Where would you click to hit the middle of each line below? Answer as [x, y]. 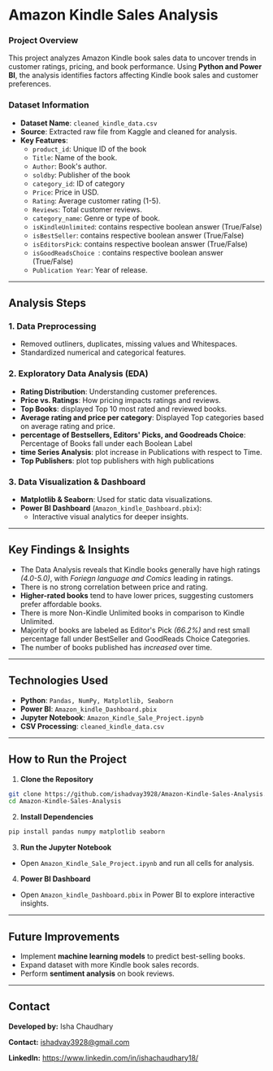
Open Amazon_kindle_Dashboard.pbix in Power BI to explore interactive [137, 895]
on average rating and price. [67, 426]
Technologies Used [58, 681]
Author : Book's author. [69, 166]
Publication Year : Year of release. [90, 269]
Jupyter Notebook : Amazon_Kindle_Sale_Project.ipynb [112, 717]
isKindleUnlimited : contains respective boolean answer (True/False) [147, 226]
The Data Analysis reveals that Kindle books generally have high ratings [140, 569]
